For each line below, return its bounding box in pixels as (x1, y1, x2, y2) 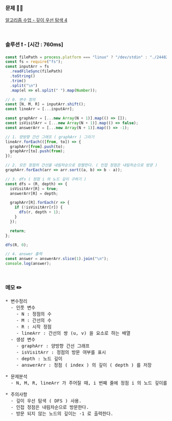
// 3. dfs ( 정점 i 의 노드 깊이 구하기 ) (5, 176, 87, 182)
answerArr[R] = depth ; (10, 191, 58, 196)
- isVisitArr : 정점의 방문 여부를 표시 (16, 349, 106, 356)
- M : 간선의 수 (16, 318, 52, 323)
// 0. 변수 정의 (5, 97, 36, 102)
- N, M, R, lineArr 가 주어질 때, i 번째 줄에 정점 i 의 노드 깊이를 (10, 380, 167, 386)
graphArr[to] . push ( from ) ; (10, 149, 66, 154)
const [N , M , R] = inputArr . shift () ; (5, 102, 86, 107)
